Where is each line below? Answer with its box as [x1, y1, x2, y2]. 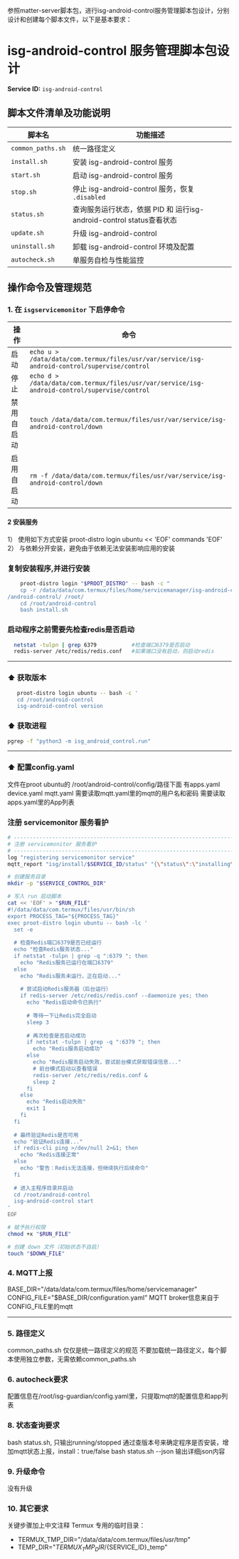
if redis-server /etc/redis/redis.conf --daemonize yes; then [20, 992, 208, 999]
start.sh [11, 170, 41, 179]
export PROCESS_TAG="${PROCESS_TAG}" [7, 912, 119, 920]
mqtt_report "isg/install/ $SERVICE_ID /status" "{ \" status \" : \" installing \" [7, 860, 237, 868]
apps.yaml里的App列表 [7, 798, 75, 806]
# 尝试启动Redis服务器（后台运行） [20, 986, 112, 993]
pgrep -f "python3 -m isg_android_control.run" [7, 737, 152, 745]
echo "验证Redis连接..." [14, 1138, 83, 1146]
